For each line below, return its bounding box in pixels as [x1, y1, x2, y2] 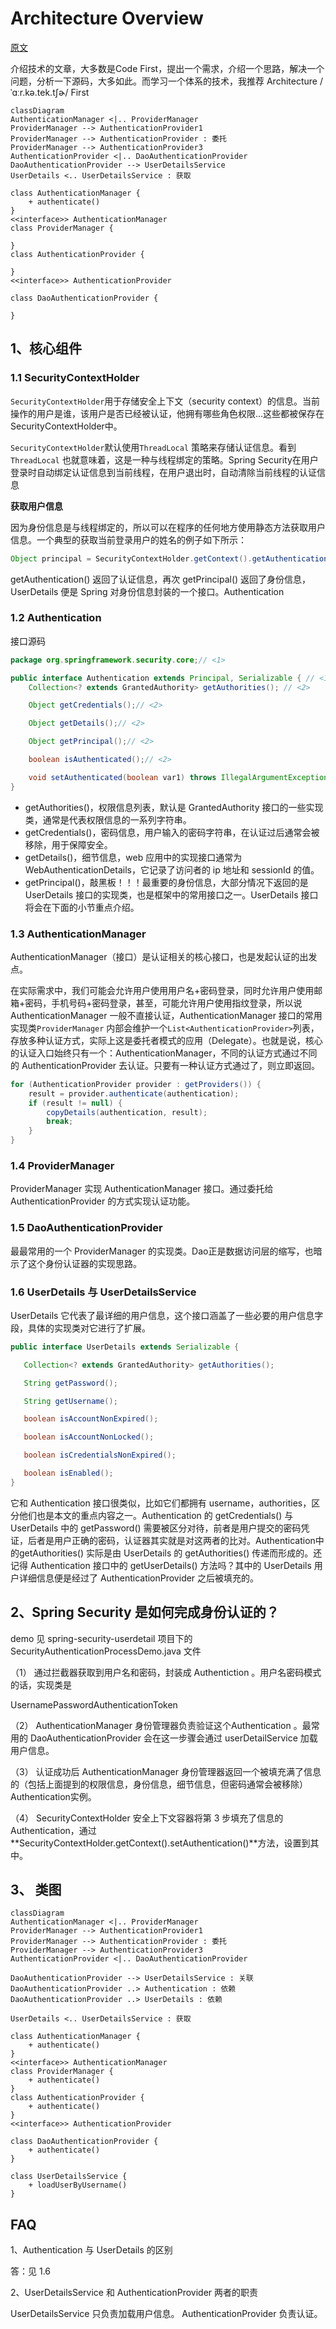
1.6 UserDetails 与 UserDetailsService [10, 1285, 197, 1299]
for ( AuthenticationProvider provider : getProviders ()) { [10, 1079, 262, 1089]
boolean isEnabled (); [23, 1468, 114, 1479]
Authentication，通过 [10, 1824, 97, 1836]
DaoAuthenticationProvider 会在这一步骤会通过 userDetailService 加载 [29, 1732, 318, 1744]
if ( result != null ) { [28, 1098, 123, 1108]
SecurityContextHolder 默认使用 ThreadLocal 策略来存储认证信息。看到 [10, 441, 297, 453]
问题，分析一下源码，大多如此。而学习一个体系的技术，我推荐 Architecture [10, 75, 318, 87]
